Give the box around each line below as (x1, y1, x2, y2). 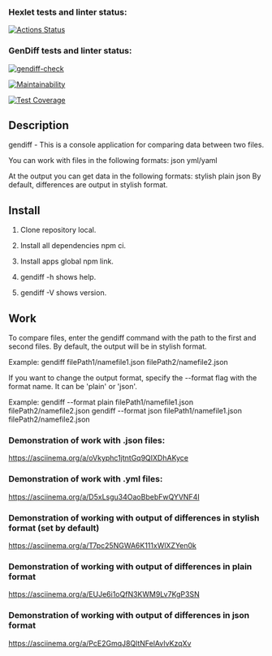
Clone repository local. (19, 225, 97, 235)
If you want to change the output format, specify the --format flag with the (8, 373, 257, 383)
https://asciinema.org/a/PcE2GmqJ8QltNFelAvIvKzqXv (8, 638, 192, 648)
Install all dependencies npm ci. (19, 241, 127, 251)
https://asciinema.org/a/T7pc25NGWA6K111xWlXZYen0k (8, 540, 197, 550)
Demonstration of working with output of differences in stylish (8, 512, 260, 523)
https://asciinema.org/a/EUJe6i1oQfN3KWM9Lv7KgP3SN (8, 590, 201, 599)
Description (8, 118, 69, 132)
